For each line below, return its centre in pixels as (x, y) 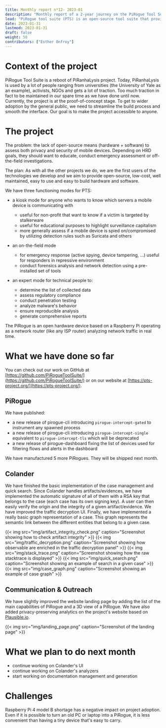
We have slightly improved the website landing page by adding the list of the (83, 601)
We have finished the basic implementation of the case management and (80, 486)
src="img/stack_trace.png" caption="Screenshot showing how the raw (77, 553)
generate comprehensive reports (53, 316)
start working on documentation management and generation (75, 676)
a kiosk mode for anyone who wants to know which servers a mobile (82, 200)
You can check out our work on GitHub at (47, 370)
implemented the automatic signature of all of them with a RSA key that (77, 496)
